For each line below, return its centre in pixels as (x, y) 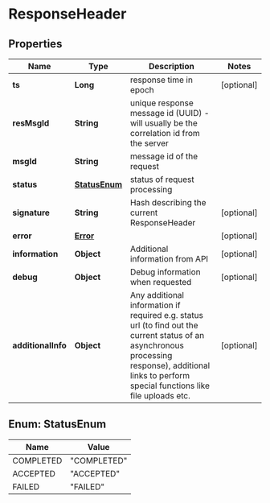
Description (171, 66)
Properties (35, 44)
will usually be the (164, 123)
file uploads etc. (160, 396)
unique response (162, 103)
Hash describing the (168, 202)
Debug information (165, 272)
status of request (162, 179)
